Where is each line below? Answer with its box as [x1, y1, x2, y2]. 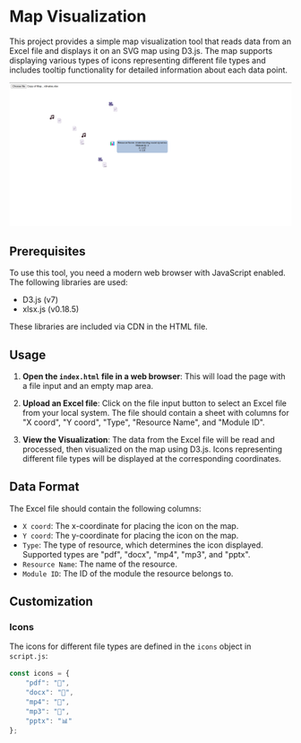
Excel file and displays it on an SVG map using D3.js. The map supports [9, 45, 273, 56]
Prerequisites [9, 244, 86, 259]
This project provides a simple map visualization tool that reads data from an [9, 36, 292, 47]
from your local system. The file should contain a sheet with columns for [21, 407, 289, 418]
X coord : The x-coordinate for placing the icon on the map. [21, 520, 239, 531]
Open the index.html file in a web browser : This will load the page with [21, 370, 286, 382]
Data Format [9, 479, 80, 495]
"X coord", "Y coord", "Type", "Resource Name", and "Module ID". [21, 417, 266, 428]
